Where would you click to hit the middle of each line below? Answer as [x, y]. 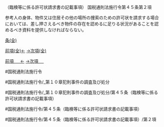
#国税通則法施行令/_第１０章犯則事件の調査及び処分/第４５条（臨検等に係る [82, 92]
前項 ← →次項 [22, 61]
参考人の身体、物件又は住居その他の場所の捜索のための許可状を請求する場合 [82, 18]
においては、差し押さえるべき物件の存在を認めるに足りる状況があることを [80, 24]
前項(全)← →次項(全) [26, 51]
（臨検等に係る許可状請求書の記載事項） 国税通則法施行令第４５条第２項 [78, 7]
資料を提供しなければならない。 [54, 30]
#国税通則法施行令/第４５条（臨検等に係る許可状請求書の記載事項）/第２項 [81, 119]
